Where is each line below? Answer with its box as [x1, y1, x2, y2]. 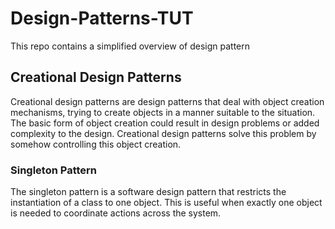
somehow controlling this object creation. [10, 138, 182, 150]
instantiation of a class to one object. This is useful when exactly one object [10, 197, 323, 209]
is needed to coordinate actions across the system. [10, 207, 222, 219]
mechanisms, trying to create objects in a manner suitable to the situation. [10, 106, 316, 118]
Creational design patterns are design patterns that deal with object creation [10, 95, 325, 107]
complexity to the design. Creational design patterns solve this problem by [10, 127, 317, 139]
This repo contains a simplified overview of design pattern [10, 40, 251, 52]
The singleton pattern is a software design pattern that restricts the [10, 186, 287, 198]
